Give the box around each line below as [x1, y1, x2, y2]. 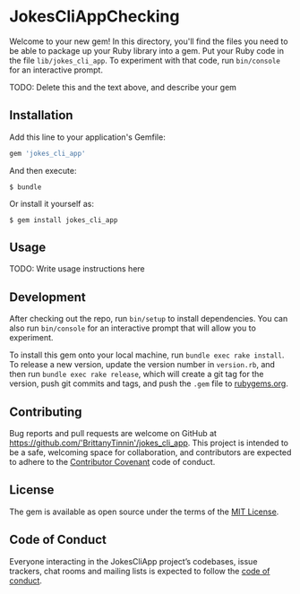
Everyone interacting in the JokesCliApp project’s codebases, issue [9, 555, 258, 566]
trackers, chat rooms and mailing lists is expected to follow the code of [9, 565, 270, 576]
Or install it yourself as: [9, 198, 94, 209]
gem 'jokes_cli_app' [9, 149, 87, 158]
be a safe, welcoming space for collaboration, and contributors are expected [9, 447, 292, 458]
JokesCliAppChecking [9, 6, 180, 27]
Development [9, 289, 87, 305]
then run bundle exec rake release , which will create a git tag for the [9, 369, 264, 380]
